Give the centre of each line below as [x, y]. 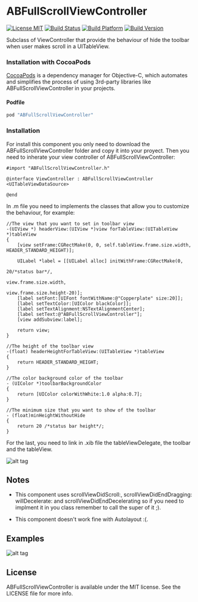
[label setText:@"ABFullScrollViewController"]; [80, 314]
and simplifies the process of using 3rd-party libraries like [79, 82]
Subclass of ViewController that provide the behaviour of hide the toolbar [98, 40]
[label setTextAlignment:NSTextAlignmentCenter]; [81, 309]
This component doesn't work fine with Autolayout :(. [82, 519]
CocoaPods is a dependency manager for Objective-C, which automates [97, 75]
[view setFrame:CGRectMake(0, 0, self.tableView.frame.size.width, [104, 245]
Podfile [15, 102]
